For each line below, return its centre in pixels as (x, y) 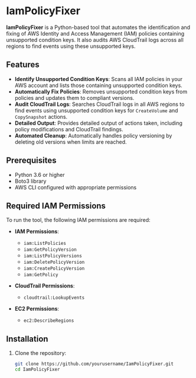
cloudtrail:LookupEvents (54, 298)
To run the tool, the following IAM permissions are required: (78, 220)
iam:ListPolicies (45, 244)
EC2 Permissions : (37, 309)
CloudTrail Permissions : (45, 286)
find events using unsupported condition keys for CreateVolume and (96, 110)
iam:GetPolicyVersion (50, 250)
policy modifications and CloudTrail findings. (69, 129)
